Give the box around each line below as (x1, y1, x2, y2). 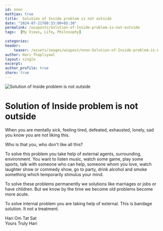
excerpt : (5, 61, 23, 66)
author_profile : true (5, 66, 49, 71)
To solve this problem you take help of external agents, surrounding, (5, 151, 142, 157)
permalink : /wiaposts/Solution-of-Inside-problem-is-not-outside (5, 25, 140, 30)
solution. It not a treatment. (5, 206, 59, 212)
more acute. (5, 191, 29, 197)
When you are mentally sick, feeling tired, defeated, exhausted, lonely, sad (5, 127, 154, 132)
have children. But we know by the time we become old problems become (5, 186, 153, 192)
